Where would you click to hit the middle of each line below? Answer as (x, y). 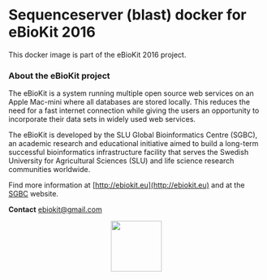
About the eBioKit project (60, 75)
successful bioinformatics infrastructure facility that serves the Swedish (129, 153)
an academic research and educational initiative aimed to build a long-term (133, 144)
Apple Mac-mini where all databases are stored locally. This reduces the (129, 102)
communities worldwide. (50, 170)
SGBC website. (34, 194)
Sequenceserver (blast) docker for (127, 15)
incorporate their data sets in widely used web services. (102, 119)
